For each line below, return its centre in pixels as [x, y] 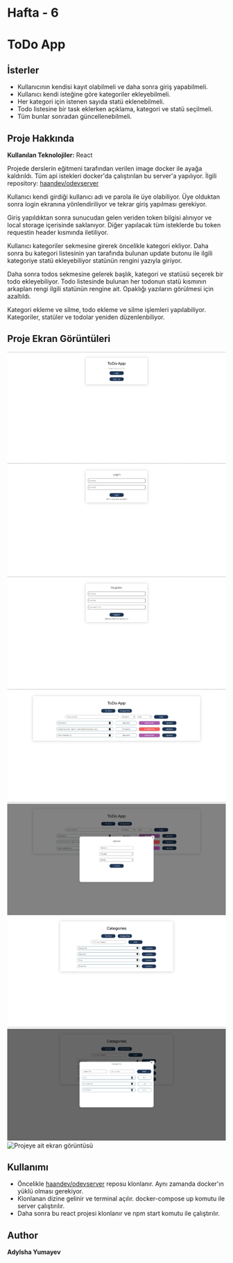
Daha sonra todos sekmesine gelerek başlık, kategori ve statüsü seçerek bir [115, 274]
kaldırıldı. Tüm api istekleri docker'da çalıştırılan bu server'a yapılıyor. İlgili [112, 176]
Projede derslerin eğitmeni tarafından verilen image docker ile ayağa [105, 169]
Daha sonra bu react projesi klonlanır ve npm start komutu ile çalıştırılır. [119, 1214]
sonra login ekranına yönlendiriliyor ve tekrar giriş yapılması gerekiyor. [107, 204]
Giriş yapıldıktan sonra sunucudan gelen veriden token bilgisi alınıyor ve [110, 218]
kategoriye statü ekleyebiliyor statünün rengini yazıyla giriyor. [95, 261]
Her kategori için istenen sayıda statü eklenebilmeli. [91, 101]
